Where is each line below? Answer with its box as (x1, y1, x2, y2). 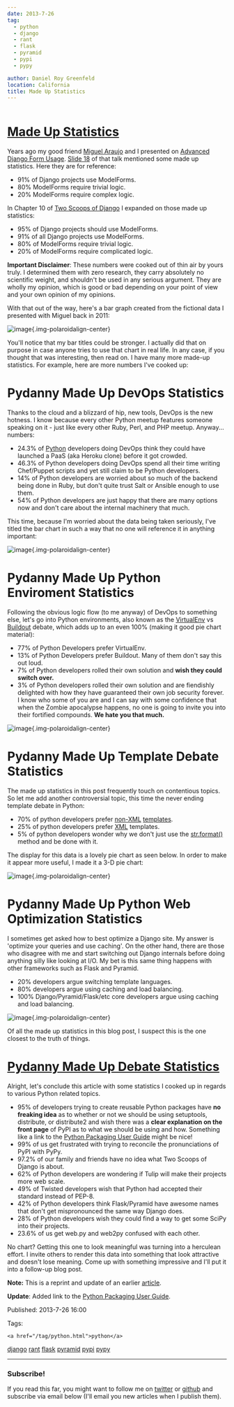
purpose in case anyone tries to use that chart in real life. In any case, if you (7, 346, 225, 354)
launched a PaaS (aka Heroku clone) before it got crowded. (17, 452, 188, 460)
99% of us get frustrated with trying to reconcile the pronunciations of (17, 1140, 219, 1148)
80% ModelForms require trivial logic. (17, 183, 126, 192)
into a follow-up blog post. (7, 1264, 83, 1273)
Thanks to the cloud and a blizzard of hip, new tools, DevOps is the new (7, 408, 214, 417)
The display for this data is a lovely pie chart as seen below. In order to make (7, 851, 227, 859)
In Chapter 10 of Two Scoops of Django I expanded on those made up (7, 204, 208, 212)
